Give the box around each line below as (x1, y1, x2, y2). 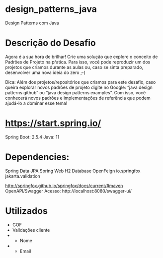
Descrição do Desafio (5, 37, 96, 49)
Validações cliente (12, 227, 50, 233)
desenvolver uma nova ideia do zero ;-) (5, 69, 86, 75)
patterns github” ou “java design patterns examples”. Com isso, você (5, 89, 146, 95)
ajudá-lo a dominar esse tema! (5, 100, 68, 106)
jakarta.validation (5, 173, 41, 179)
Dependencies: (5, 151, 70, 162)
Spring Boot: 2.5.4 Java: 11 (5, 134, 60, 140)
